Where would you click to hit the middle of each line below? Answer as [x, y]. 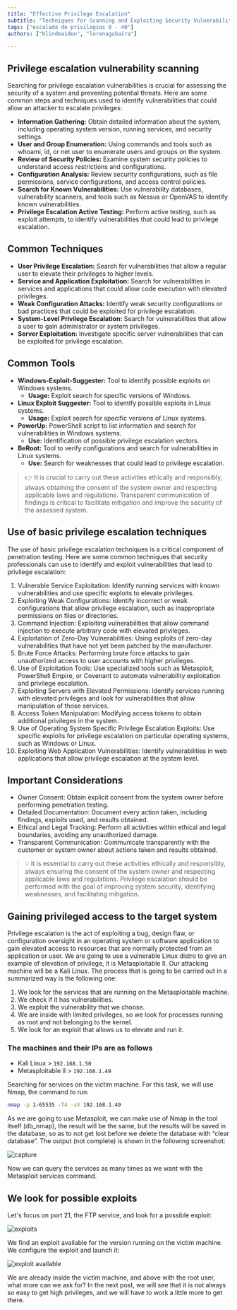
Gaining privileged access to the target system [112, 916]
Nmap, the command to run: [48, 1092]
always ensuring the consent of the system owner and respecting [120, 872]
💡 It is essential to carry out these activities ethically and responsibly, [125, 864]
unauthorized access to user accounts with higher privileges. [106, 660]
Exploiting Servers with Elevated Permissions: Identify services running [121, 691]
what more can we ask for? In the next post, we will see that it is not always [117, 1285]
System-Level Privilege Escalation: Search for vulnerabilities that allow [122, 318]
